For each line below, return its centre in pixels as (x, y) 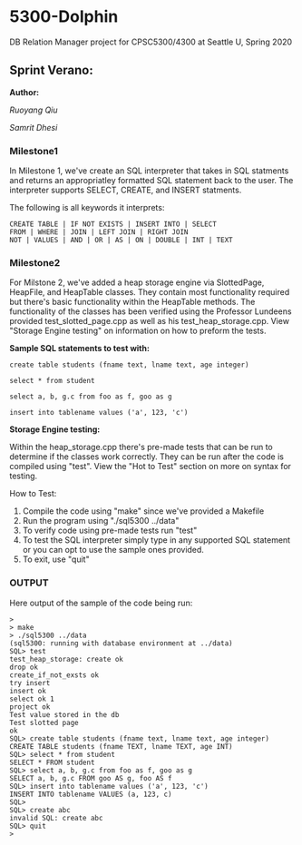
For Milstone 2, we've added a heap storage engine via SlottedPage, (137, 282)
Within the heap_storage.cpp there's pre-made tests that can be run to (141, 447)
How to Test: (33, 494)
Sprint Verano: (51, 70)
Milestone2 (35, 262)
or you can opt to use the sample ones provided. (113, 550)
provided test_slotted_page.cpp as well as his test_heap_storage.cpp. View (150, 321)
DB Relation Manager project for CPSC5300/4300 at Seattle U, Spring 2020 (151, 42)
